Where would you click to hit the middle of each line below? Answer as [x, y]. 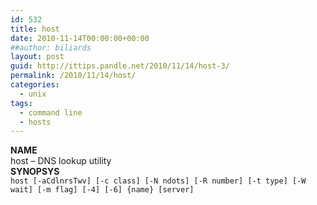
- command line [51, 112]
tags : [21, 103]
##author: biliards [51, 47]
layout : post [37, 57]
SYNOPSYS [35, 172]
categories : [35, 85]
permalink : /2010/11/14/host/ [73, 76]
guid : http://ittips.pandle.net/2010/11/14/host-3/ [120, 66]
